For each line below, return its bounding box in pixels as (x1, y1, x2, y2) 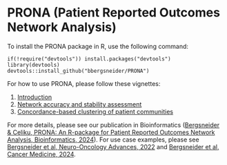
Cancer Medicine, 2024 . (7, 150, 76, 158)
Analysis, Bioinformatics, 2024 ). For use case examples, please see (7, 135, 199, 144)
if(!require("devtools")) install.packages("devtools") (7, 55, 171, 63)
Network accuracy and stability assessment (17, 100, 142, 108)
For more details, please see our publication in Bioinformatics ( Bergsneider (7, 120, 219, 129)
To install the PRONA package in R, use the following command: (7, 42, 188, 50)
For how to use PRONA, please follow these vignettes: (7, 79, 161, 87)
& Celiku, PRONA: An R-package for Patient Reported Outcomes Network (7, 128, 215, 136)
